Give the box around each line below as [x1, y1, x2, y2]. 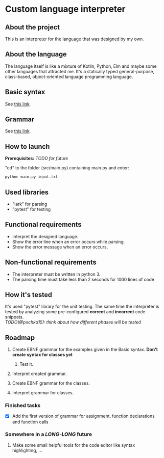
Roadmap [5, 333, 35, 342]
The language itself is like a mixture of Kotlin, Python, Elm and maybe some [5, 63, 157, 69]
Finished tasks [5, 402, 41, 409]
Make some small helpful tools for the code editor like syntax [12, 442, 135, 448]
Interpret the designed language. [12, 233, 79, 239]
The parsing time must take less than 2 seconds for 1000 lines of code [12, 276, 154, 282]
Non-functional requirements [5, 258, 96, 267]
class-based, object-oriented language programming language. [5, 74, 133, 80]
